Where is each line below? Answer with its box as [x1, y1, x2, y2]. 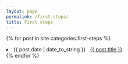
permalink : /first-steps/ [6, 14, 69, 20]
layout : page [6, 8, 38, 14]
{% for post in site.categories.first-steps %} [6, 35, 111, 42]
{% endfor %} [6, 52, 40, 59]
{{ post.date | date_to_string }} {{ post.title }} [13, 46, 123, 53]
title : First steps [6, 19, 54, 25]
